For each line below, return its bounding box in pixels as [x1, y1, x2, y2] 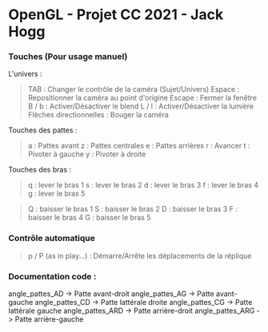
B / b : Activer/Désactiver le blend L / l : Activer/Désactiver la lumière [27, 101, 254, 111]
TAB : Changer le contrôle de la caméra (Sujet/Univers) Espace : [27, 85, 240, 94]
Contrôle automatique [8, 233, 96, 244]
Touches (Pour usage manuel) [8, 51, 128, 62]
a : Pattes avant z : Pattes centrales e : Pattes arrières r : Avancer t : [27, 141, 250, 151]
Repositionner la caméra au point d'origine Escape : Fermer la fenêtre [27, 93, 258, 103]
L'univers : [8, 69, 42, 79]
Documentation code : [8, 271, 97, 282]
